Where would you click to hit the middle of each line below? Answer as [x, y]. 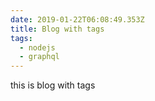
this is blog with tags [53, 85]
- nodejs [37, 47]
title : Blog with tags [57, 29]
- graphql [39, 57]
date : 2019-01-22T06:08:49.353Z [77, 19]
